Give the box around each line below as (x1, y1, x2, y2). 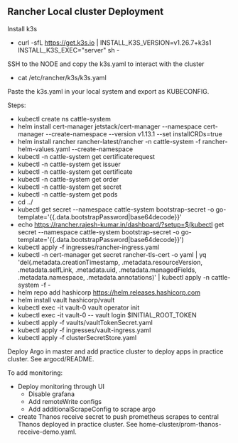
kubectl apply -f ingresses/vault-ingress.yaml (17, 326, 151, 334)
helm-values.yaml (17, 145, 70, 153)
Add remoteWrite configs (28, 397, 102, 405)
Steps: (7, 101, 26, 109)
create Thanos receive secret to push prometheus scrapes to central (17, 412, 219, 421)
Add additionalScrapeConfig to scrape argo (28, 405, 156, 413)
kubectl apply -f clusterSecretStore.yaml (17, 333, 137, 341)
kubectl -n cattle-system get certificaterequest (17, 152, 155, 160)
